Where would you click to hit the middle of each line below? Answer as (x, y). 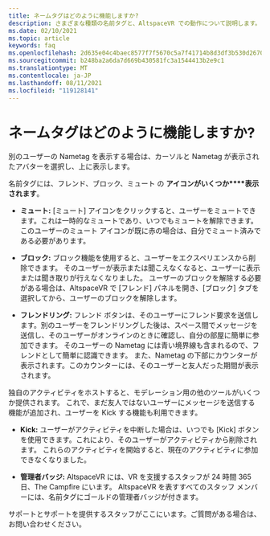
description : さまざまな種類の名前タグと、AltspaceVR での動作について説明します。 (135, 23)
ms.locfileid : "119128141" (53, 90)
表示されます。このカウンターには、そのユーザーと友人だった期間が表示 (139, 366)
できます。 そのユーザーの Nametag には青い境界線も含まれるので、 (140, 346)
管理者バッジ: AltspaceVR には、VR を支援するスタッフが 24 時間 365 (135, 477)
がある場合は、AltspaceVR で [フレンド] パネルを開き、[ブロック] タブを (139, 288)
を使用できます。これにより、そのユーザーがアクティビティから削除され (138, 440)
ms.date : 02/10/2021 (43, 31)
